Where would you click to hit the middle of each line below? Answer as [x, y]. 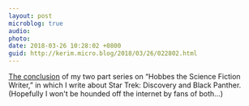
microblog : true [36, 23]
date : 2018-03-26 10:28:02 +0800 [65, 46]
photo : [19, 38]
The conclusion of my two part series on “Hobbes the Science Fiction [124, 76]
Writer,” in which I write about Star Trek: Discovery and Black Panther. [125, 85]
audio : [19, 31]
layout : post [30, 16]
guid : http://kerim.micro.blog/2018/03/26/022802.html [103, 53]
